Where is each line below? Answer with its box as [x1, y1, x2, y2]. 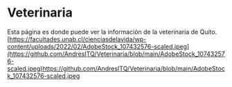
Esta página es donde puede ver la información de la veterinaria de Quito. [7, 28, 217, 36]
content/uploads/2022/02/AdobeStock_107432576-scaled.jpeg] [7, 42, 190, 50]
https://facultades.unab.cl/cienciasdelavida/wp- [9, 35, 147, 43]
